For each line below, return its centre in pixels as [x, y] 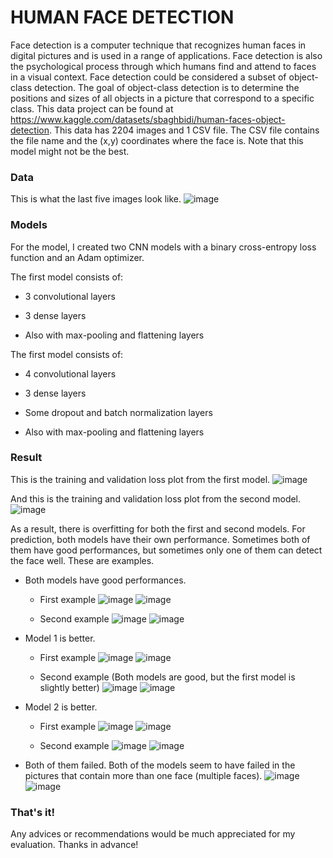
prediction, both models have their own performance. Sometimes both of [160, 539]
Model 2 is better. [61, 707]
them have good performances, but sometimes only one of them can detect [166, 550]
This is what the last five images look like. [96, 199]
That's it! [32, 812]
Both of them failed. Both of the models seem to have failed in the [160, 765]
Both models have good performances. [105, 580]
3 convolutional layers [70, 296]
